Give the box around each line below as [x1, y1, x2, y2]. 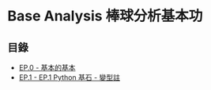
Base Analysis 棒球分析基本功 [7, 7, 203, 25]
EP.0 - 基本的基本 [18, 63, 76, 72]
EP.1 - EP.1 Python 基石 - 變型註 [18, 73, 120, 82]
